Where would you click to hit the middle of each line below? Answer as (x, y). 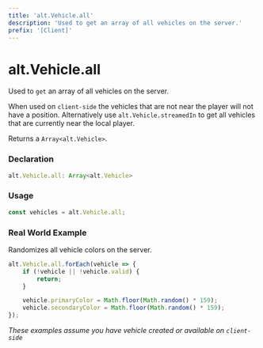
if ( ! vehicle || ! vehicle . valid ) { (81, 271)
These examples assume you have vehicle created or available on (116, 331)
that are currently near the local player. (71, 123)
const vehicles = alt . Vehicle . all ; (67, 212)
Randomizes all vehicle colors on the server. (80, 249)
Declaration (31, 159)
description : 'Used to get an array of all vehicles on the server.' (126, 23)
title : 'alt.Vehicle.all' (51, 15)
